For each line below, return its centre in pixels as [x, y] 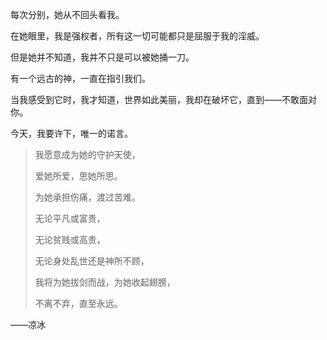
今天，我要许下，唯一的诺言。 [71, 133]
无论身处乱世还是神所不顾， [92, 261]
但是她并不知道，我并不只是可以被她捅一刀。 [102, 57]
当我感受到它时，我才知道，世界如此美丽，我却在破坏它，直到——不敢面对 [163, 99]
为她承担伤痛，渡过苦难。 [87, 197]
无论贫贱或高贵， [70, 239]
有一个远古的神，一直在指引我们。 [80, 78]
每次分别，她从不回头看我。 [67, 14]
